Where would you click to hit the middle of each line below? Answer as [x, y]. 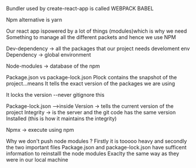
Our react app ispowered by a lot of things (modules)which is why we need [97, 31]
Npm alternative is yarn [34, 20]
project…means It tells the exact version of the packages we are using [91, 83]
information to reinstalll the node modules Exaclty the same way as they [93, 153]
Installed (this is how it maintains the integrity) [61, 118]
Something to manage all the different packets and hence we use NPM [91, 37]
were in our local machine [37, 160]
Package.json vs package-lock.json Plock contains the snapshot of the [92, 77]
